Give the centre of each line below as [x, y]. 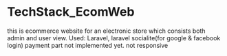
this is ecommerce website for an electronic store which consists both [106, 31]
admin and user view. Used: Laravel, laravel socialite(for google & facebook [114, 38]
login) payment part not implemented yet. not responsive [88, 45]
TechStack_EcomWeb [71, 12]
